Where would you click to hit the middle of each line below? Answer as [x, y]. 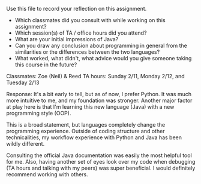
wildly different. [25, 144]
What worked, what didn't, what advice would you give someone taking [103, 58]
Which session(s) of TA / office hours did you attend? [81, 33]
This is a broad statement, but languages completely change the [86, 125]
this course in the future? [46, 65]
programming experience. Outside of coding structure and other [85, 131]
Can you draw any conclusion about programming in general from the [101, 45]
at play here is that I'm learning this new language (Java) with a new [90, 107]
